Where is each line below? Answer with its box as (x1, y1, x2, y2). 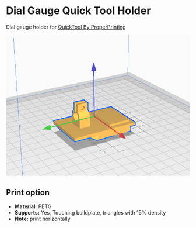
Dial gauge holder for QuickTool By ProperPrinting (6, 23, 127, 30)
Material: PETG (14, 203, 52, 210)
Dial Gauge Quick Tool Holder (6, 4, 151, 18)
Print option (6, 187, 50, 197)
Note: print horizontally (14, 215, 71, 223)
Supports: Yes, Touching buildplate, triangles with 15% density (14, 209, 166, 216)
